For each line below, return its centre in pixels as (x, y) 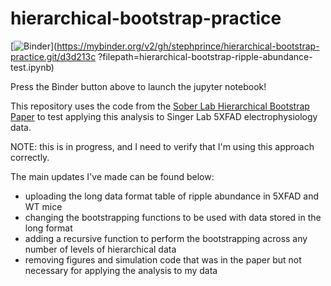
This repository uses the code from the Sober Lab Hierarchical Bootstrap (160, 106)
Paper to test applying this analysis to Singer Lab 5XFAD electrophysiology (164, 116)
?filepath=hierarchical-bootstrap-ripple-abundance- (205, 56)
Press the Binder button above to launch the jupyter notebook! (138, 86)
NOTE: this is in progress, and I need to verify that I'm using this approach (162, 146)
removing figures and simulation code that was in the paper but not (163, 259)
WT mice (43, 206)
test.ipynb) (32, 67)
